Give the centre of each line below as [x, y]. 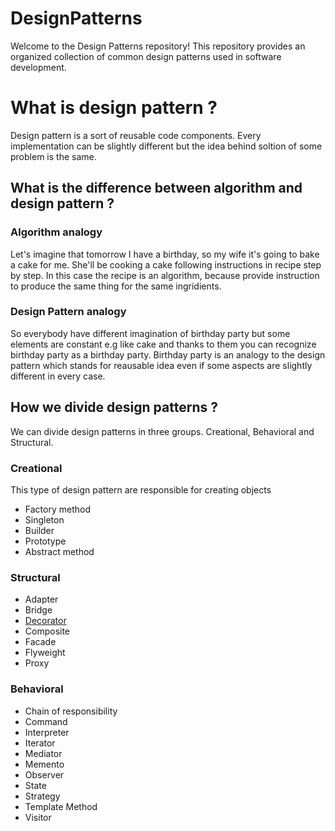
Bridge [38, 610]
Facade [40, 642]
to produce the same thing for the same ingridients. [116, 286]
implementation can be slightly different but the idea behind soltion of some [166, 146]
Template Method [61, 806]
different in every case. [58, 376]
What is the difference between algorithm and [156, 188]
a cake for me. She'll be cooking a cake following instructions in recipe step [166, 264]
